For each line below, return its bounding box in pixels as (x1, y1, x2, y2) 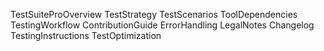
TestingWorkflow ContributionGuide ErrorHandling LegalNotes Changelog (10, 19, 315, 31)
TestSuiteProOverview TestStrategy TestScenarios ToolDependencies (10, 9, 298, 20)
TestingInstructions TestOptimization (10, 30, 162, 41)
